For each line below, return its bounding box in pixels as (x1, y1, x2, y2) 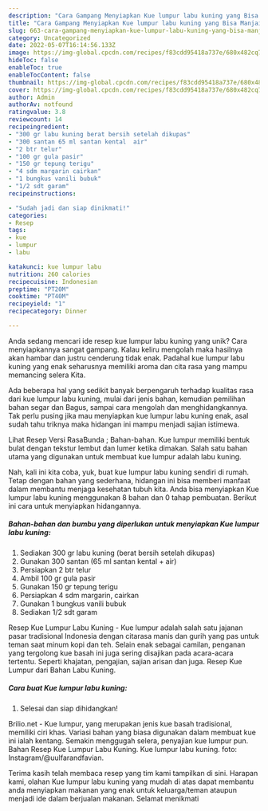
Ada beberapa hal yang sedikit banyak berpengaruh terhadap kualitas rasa (8, 385, 254, 395)
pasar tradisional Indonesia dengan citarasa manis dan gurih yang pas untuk (8, 631, 259, 640)
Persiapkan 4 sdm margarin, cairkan (19, 590, 140, 600)
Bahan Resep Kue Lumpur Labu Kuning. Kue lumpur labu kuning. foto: (8, 744, 238, 754)
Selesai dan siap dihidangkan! (19, 703, 118, 713)
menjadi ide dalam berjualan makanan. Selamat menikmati (8, 793, 199, 803)
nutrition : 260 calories (8, 270, 91, 278)
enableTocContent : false (8, 71, 91, 79)
